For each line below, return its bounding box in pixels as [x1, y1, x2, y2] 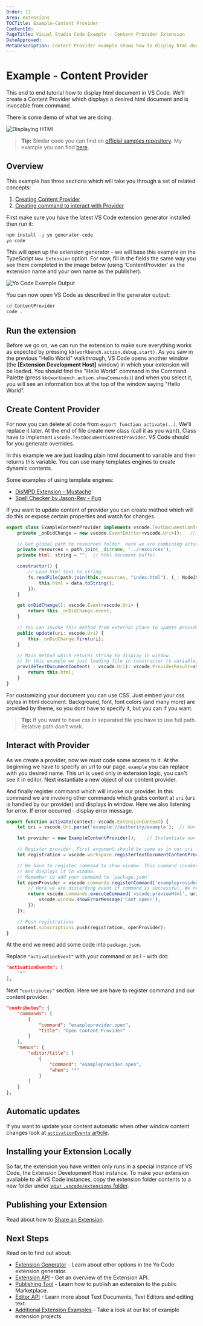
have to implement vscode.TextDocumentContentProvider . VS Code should [6, 433, 189, 441]
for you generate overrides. [6, 439, 74, 447]
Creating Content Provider [14, 195, 80, 203]
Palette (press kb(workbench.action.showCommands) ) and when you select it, [6, 374, 193, 381]
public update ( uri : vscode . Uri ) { [17, 630, 104, 636]
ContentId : [6, 25, 34, 32]
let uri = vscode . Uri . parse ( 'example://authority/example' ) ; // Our [17, 824, 196, 830]
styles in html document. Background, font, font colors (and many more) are [6, 698, 195, 705]
